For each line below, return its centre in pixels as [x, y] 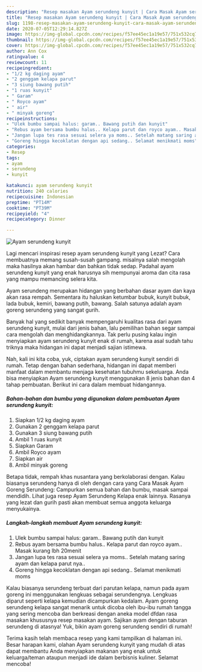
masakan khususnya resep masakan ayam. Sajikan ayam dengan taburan [97, 620]
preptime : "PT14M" [29, 202]
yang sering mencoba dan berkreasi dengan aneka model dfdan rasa [92, 614]
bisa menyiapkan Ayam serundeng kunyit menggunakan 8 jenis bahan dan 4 [101, 379]
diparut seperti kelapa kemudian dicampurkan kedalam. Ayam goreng [92, 601]
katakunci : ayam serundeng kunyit [50, 186]
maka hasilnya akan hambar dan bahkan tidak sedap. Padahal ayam [90, 266]
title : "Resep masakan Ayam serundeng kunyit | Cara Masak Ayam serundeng [102, 18]
